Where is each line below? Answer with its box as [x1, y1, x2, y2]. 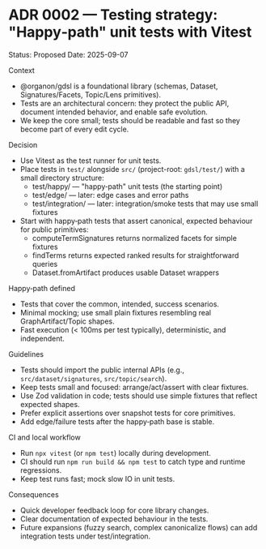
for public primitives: [19, 225, 89, 234]
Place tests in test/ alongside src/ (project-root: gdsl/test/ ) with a [19, 164, 245, 174]
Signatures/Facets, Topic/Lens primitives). [19, 89, 162, 99]
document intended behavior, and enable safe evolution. [19, 107, 209, 117]
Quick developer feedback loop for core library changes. [19, 505, 209, 515]
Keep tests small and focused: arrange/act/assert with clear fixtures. [19, 382, 249, 392]
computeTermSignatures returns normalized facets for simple [32, 233, 237, 242]
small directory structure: [19, 173, 104, 182]
